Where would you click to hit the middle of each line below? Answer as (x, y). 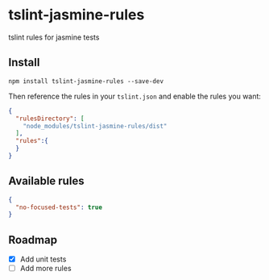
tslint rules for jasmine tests (54, 37)
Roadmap (33, 240)
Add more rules (46, 269)
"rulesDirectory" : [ (50, 119)
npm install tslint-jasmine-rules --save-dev (86, 81)
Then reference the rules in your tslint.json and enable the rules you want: (135, 96)
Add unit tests (43, 259)
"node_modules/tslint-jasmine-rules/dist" (95, 126)
